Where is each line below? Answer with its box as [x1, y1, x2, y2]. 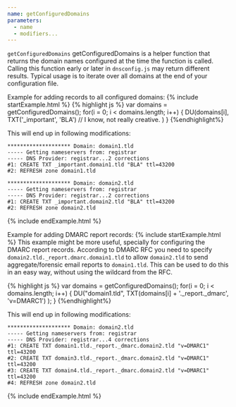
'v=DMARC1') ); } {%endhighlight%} [7, 297, 111, 305]
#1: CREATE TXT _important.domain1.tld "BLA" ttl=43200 [7, 162, 175, 169]
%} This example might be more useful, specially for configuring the [7, 238, 206, 247]
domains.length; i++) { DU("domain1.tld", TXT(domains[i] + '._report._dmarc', [7, 289, 229, 298]
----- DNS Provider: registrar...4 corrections [7, 336, 150, 344]
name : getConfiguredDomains [7, 10, 90, 18]
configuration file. [7, 79, 58, 88]
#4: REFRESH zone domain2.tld [7, 379, 97, 387]
